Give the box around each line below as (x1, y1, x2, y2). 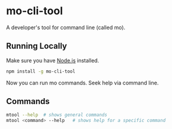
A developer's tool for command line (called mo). (6, 24, 126, 31)
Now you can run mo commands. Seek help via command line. (6, 79, 159, 86)
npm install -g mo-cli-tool (6, 68, 76, 74)
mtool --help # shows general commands (6, 112, 108, 118)
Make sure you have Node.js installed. (6, 56, 100, 64)
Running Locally (6, 41, 67, 51)
